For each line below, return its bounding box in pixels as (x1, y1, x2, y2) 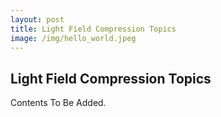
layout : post (10, 14, 65, 25)
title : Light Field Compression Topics (10, 24, 177, 34)
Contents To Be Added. (10, 97, 107, 109)
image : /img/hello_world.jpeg (10, 33, 137, 43)
